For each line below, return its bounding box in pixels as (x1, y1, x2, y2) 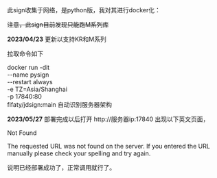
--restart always (7, 78, 53, 86)
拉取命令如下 (7, 50, 43, 58)
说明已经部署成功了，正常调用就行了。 (7, 164, 115, 171)
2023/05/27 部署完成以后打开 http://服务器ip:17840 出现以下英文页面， (7, 115, 209, 123)
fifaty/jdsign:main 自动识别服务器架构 (7, 101, 112, 108)
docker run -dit (7, 64, 50, 71)
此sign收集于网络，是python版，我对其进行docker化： (7, 6, 161, 14)
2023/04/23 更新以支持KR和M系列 (7, 35, 106, 43)
